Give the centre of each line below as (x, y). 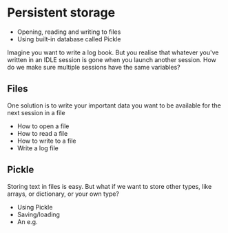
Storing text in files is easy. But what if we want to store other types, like (110, 186)
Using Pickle (35, 207)
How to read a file (42, 133)
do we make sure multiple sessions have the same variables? (94, 67)
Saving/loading (39, 214)
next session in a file (36, 112)
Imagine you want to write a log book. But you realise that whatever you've (113, 52)
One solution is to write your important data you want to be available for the (114, 105)
